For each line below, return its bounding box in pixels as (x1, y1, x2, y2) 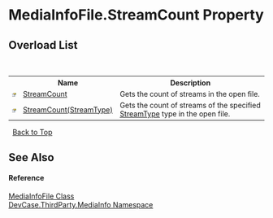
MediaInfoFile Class (8, 191, 75, 201)
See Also (8, 150, 54, 164)
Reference (8, 173, 45, 183)
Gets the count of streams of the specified (119, 100, 262, 110)
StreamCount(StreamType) (23, 104, 114, 115)
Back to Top (11, 127, 53, 137)
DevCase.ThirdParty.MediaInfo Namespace (8, 200, 154, 210)
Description (170, 77, 211, 87)
